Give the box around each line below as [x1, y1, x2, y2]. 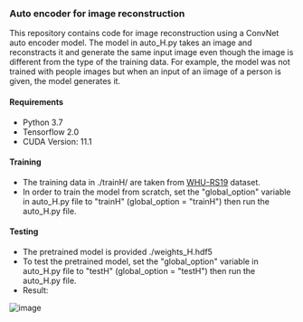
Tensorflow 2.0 [22, 126, 80, 137]
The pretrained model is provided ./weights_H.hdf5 [22, 246, 213, 257]
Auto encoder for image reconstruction [9, 7, 185, 20]
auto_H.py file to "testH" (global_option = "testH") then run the [22, 265, 256, 276]
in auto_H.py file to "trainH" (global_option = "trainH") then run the [22, 195, 270, 206]
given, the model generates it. [9, 76, 120, 87]
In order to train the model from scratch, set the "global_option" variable [22, 186, 291, 197]
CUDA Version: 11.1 [22, 136, 92, 147]
